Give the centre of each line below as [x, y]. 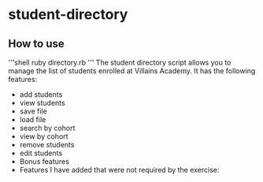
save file [33, 111]
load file [33, 119]
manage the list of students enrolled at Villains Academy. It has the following [132, 71]
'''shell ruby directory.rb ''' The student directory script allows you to [120, 62]
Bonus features [44, 162]
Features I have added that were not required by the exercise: [119, 170]
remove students [47, 145]
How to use [36, 44]
